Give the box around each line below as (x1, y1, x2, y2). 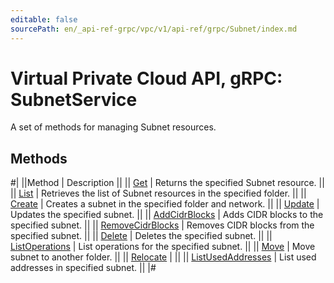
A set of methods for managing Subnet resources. (10, 121, 217, 133)
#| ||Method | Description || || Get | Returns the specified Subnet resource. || (10, 177, 325, 189)
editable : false (10, 14, 78, 25)
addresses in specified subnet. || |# (10, 262, 157, 274)
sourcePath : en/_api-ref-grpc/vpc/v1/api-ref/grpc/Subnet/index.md (10, 24, 298, 34)
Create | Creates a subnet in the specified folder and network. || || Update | (10, 198, 320, 210)
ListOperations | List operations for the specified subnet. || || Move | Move (10, 241, 316, 253)
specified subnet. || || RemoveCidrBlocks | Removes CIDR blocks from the (10, 219, 315, 231)
